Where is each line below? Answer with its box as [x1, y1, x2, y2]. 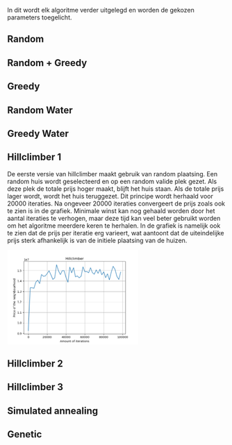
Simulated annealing [7, 405, 99, 417]
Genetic [7, 428, 42, 440]
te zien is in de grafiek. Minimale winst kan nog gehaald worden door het [7, 206, 215, 215]
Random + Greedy [7, 57, 88, 69]
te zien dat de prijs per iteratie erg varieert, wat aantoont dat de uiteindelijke [7, 228, 224, 237]
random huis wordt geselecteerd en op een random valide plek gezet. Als [7, 177, 217, 185]
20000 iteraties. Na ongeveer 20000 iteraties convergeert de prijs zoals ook [7, 199, 226, 208]
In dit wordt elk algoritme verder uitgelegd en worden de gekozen [7, 6, 194, 14]
